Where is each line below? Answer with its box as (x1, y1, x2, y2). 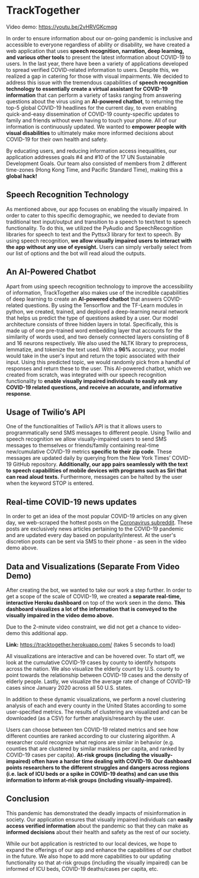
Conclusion (6, 794, 50, 804)
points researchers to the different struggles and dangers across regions (6, 764, 190, 771)
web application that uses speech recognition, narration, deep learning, (6, 47, 185, 54)
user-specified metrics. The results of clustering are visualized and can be (6, 708, 188, 715)
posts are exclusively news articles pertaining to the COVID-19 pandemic (6, 525, 184, 532)
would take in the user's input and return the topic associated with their (6, 352, 180, 359)
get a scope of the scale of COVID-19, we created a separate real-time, (6, 593, 182, 600)
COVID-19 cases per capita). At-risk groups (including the (6, 751, 150, 758)
